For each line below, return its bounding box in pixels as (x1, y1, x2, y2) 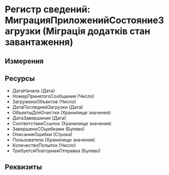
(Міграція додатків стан (42, 26, 151, 37)
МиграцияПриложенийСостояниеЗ (5, 14, 164, 26)
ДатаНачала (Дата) (12, 88, 55, 94)
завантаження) (5, 36, 73, 48)
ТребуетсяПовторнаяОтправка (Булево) (12, 148, 101, 154)
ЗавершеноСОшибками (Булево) (12, 126, 85, 132)
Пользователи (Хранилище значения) (12, 137, 96, 143)
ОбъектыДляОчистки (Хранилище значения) (12, 109, 111, 116)
